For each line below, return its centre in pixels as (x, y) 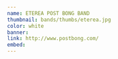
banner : (18, 32)
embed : (16, 45)
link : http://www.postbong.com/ (53, 39)
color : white (26, 26)
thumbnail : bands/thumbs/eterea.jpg (59, 20)
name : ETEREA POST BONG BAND (48, 13)
